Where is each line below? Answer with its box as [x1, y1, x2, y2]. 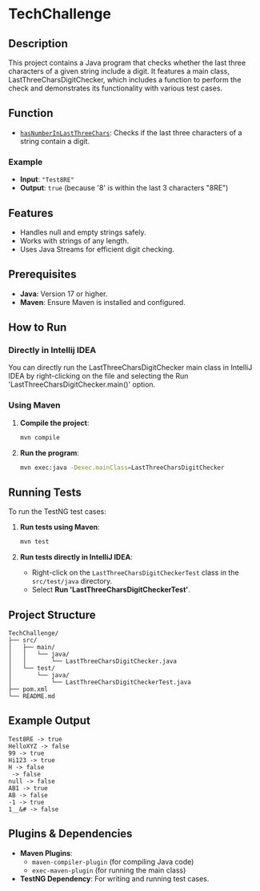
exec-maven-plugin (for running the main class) [31, 865, 186, 875]
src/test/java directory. [31, 576, 113, 586]
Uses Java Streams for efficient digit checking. [19, 244, 174, 254]
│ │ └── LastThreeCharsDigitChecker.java [8, 657, 178, 665]
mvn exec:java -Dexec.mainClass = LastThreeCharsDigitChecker [19, 464, 225, 472]
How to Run [8, 321, 67, 335]
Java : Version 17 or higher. [19, 289, 108, 299]
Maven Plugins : [19, 848, 74, 857]
